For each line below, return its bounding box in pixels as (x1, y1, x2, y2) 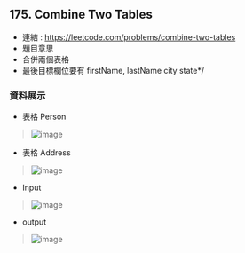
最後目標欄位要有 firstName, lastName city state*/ (21, 65, 204, 75)
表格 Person (21, 111, 67, 123)
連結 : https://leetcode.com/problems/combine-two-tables (21, 31, 236, 43)
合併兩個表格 (21, 53, 69, 65)
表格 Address (21, 147, 71, 158)
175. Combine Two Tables (9, 7, 154, 22)
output (21, 217, 47, 227)
